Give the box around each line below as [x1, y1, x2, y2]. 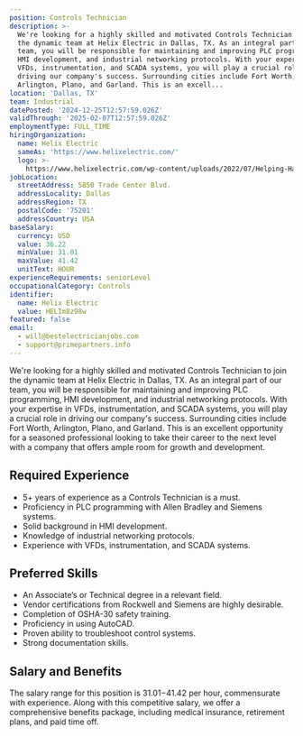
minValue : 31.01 [17, 248, 78, 257]
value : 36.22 [17, 240, 67, 249]
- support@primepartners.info [17, 340, 131, 349]
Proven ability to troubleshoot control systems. [22, 628, 197, 639]
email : [9, 324, 34, 333]
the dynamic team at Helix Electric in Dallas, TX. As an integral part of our [9, 374, 282, 385]
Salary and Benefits [9, 664, 123, 679]
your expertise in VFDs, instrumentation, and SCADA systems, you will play [9, 403, 289, 414]
